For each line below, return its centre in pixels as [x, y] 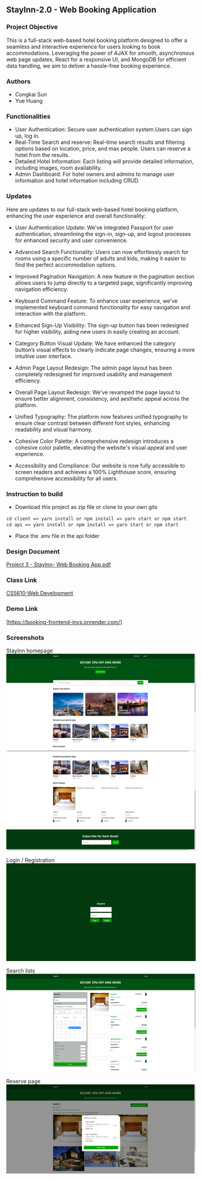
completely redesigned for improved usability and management [93, 374]
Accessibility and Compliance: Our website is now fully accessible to [100, 465]
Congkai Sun [31, 94]
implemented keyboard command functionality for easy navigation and [103, 307]
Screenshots [25, 637]
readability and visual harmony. [54, 429]
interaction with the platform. [51, 314]
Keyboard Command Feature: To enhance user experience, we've [96, 301]
